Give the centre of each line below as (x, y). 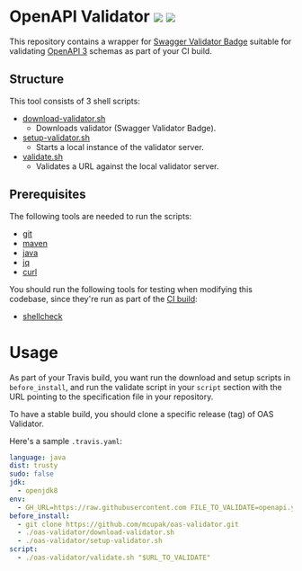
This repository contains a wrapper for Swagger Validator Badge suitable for (151, 41)
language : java (38, 457)
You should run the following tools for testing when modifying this (131, 289)
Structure (37, 80)
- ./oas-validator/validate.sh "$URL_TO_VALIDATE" (114, 558)
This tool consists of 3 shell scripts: (75, 101)
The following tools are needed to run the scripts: (101, 216)
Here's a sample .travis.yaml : (66, 441)
